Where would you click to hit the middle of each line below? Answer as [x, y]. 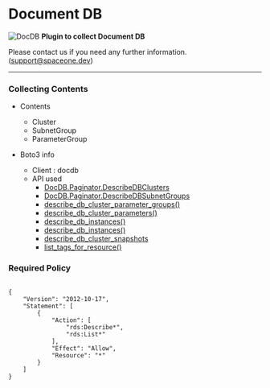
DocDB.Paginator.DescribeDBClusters [107, 188]
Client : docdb [55, 171]
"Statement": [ [48, 306]
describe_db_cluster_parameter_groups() [112, 204]
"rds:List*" [86, 334]
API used [47, 179]
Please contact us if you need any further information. [98, 52]
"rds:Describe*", [95, 327]
